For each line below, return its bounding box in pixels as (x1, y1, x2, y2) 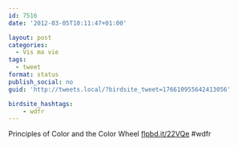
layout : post (8, 34, 52, 41)
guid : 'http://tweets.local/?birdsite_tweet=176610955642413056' (8, 85, 231, 93)
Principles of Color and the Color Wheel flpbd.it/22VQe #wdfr (8, 129, 212, 139)
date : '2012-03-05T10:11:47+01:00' (8, 19, 127, 27)
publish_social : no (8, 77, 74, 86)
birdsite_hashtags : (8, 100, 74, 108)
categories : (8, 41, 48, 49)
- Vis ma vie (15, 49, 59, 57)
